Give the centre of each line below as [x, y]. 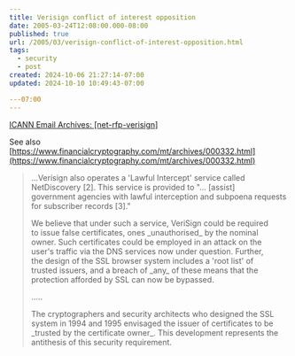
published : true [39, 34]
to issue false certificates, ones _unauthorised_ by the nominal [144, 232]
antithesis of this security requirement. [101, 342]
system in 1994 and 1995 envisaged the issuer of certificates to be [152, 323]
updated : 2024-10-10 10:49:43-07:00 [77, 83]
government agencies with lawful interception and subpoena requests [159, 197]
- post [29, 67]
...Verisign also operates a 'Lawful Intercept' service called [138, 177]
